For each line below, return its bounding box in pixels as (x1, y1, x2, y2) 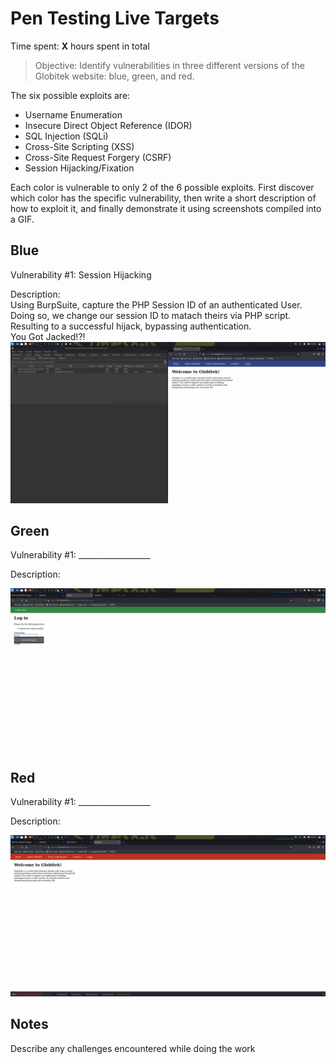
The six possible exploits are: (10, 89, 131, 101)
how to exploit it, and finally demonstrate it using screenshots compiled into (10, 202, 322, 214)
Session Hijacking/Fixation (24, 162, 135, 174)
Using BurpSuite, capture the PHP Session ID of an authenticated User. (10, 298, 303, 311)
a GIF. (10, 213, 35, 225)
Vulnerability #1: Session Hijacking (10, 268, 152, 281)
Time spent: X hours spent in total (10, 40, 150, 52)
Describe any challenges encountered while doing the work (10, 1042, 256, 1054)
